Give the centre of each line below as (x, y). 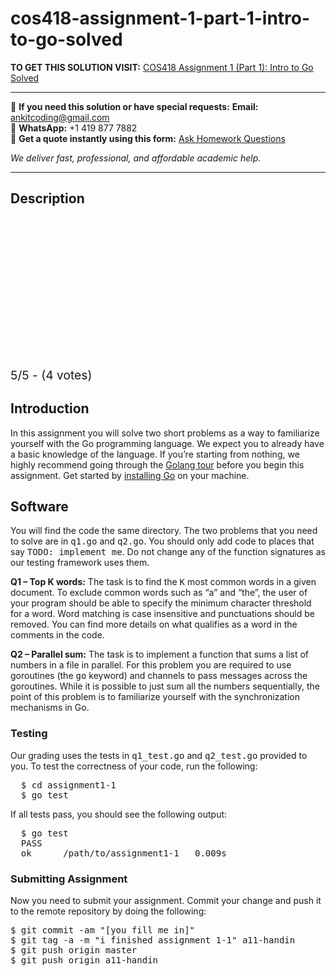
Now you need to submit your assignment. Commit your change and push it (166, 900)
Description (47, 198)
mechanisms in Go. (50, 708)
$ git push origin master (74, 950)
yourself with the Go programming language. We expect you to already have (167, 443)
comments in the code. (57, 635)
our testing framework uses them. (80, 563)
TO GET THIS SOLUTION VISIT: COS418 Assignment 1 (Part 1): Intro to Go (162, 67)
